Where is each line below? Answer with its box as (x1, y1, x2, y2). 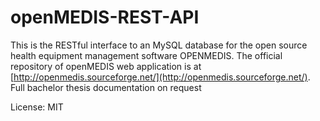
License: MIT (10, 101, 64, 113)
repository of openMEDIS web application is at (10, 60, 202, 72)
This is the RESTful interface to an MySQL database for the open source (10, 39, 308, 51)
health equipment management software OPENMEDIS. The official (10, 49, 283, 61)
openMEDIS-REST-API (10, 6, 200, 29)
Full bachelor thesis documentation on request (10, 81, 202, 93)
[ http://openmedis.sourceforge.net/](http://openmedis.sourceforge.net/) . (10, 71, 311, 83)
